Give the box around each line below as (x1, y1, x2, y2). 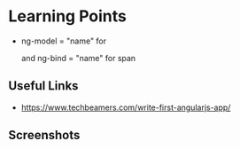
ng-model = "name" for (20, 35, 107, 46)
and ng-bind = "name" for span (20, 52, 136, 63)
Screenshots (8, 128, 81, 143)
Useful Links (8, 78, 79, 94)
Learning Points (8, 6, 128, 27)
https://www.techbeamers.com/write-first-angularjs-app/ (20, 102, 231, 113)
